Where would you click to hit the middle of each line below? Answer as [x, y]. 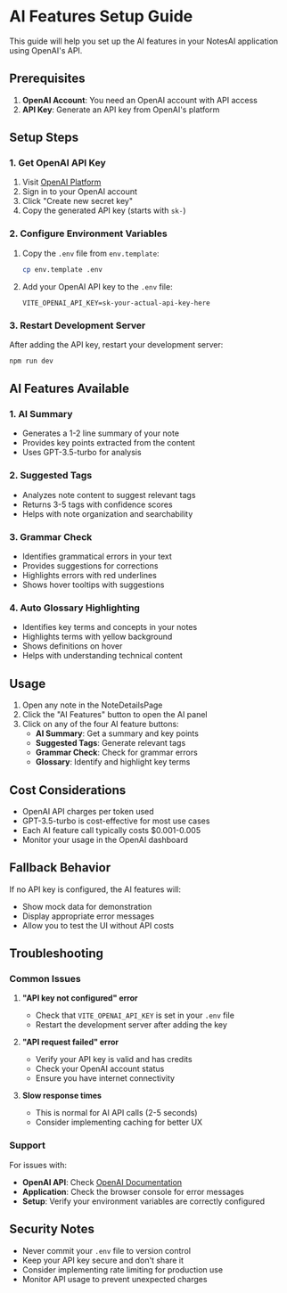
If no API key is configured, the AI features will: [95, 889]
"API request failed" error [70, 1042]
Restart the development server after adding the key [131, 1025]
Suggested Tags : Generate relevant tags [111, 743]
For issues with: [38, 1165]
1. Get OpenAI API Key [58, 163]
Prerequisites [47, 79]
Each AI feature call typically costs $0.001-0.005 [111, 830]
